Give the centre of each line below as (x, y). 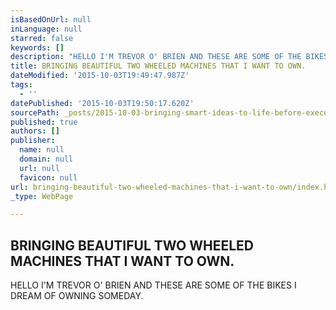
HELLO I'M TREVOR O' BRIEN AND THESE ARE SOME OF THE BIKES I (153, 285)
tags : (21, 85)
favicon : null (48, 177)
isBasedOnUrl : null (51, 19)
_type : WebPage (42, 196)
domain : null (46, 159)
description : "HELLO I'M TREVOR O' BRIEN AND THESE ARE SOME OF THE (156, 57)
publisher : (33, 141)
